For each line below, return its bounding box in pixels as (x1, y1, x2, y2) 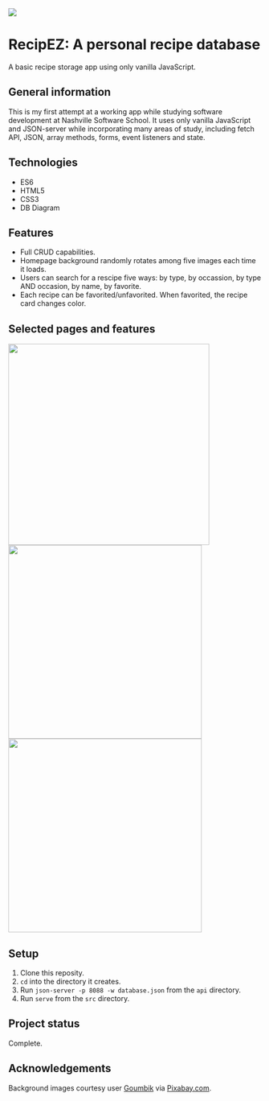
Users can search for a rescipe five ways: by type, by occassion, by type (19, 273, 262, 282)
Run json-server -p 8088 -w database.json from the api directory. (19, 985, 241, 995)
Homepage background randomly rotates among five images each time (19, 256, 257, 266)
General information (8, 85, 111, 99)
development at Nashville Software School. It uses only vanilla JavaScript (8, 115, 251, 125)
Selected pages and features (8, 322, 156, 336)
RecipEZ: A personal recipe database (8, 35, 261, 54)
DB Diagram (19, 203, 60, 212)
